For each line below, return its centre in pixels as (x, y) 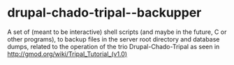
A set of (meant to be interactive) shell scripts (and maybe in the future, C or (117, 32)
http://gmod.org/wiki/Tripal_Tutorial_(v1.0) (67, 54)
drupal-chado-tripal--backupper (104, 13)
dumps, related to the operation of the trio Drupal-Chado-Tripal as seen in (114, 46)
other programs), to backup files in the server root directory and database (114, 39)
